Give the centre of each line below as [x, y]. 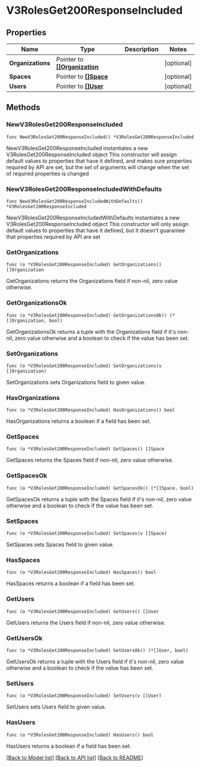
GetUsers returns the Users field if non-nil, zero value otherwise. [86, 622]
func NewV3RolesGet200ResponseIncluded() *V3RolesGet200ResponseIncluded [100, 137]
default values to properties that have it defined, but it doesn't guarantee [96, 230]
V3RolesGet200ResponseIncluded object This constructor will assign [92, 154]
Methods [23, 107]
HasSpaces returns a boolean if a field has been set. [71, 583]
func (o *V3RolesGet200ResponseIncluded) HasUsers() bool [80, 735]
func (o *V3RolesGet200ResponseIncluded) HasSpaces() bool [81, 573]
